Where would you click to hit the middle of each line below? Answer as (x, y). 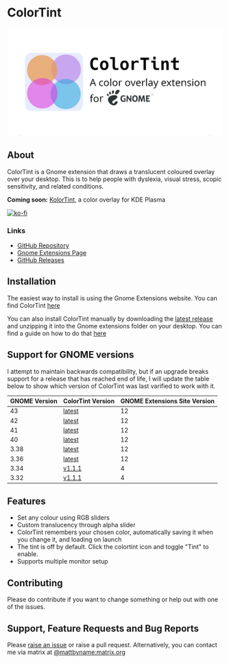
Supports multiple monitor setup (62, 562)
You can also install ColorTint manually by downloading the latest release (110, 318)
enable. (28, 554)
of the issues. (26, 607)
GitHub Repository (43, 245)
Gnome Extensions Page (52, 253)
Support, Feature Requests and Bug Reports (103, 628)
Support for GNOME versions (71, 355)
